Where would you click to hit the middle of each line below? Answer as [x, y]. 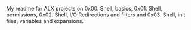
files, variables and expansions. [45, 21]
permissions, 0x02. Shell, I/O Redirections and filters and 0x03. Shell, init [96, 15]
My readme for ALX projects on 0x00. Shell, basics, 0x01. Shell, [84, 9]
